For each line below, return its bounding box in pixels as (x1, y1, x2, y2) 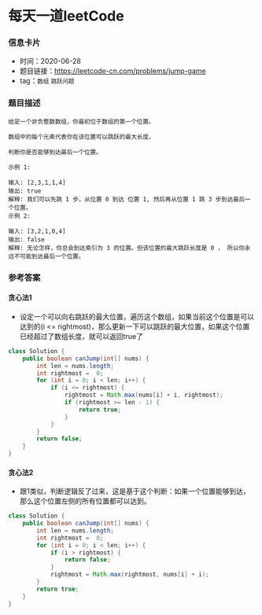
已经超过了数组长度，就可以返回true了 (19, 331, 144, 341)
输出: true (8, 186, 42, 195)
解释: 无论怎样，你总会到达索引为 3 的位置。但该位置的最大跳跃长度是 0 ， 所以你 (8, 244, 245, 252)
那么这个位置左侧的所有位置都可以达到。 (19, 496, 151, 506)
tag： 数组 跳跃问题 (19, 76, 75, 86)
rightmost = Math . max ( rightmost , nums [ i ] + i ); (50, 571, 210, 579)
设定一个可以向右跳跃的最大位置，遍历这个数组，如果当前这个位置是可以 (19, 311, 254, 321)
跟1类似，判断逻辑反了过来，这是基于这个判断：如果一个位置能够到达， (19, 487, 250, 496)
